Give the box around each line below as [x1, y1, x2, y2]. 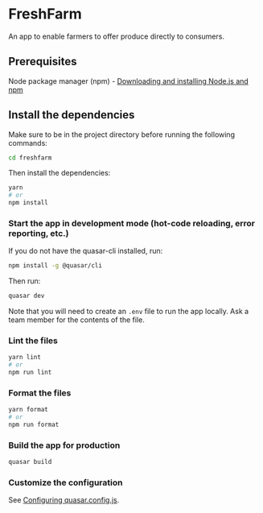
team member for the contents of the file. [8, 315, 145, 325]
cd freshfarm [8, 154, 52, 162]
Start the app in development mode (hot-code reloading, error [8, 217, 256, 229]
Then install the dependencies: [8, 168, 111, 178]
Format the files [8, 387, 72, 399]
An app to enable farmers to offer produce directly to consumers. [8, 31, 225, 41]
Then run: [8, 276, 41, 286]
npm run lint [8, 368, 52, 377]
